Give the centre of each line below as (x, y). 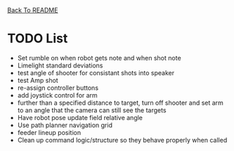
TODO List (38, 39)
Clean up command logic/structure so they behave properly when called (122, 140)
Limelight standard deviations (60, 65)
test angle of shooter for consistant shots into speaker (96, 72)
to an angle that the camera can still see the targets (92, 110)
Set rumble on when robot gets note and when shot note (99, 58)
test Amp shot (38, 80)
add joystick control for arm (58, 95)
